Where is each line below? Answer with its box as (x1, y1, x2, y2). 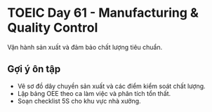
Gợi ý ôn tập (7, 63, 61, 75)
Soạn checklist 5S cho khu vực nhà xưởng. (17, 97, 142, 105)
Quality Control (7, 20, 98, 36)
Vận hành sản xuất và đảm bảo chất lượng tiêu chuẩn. (7, 43, 163, 51)
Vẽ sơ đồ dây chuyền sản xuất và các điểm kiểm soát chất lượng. (17, 82, 206, 90)
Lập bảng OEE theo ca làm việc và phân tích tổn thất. (17, 89, 171, 97)
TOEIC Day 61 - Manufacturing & (7, 5, 199, 21)
